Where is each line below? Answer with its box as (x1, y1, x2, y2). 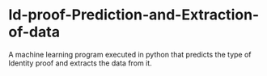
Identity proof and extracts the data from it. (8, 58, 152, 68)
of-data (8, 23, 61, 41)
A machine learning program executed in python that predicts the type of (8, 49, 252, 59)
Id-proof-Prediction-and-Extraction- (8, 6, 260, 24)
